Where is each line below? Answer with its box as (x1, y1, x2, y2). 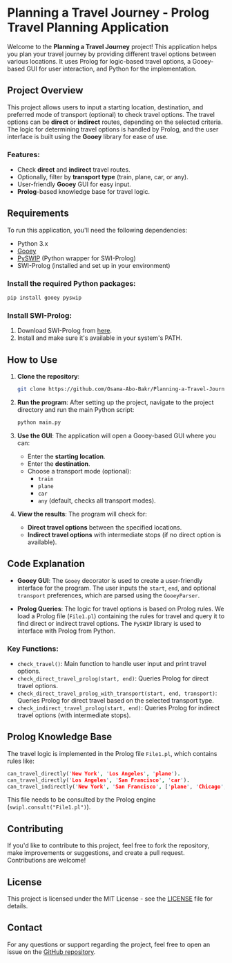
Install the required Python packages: (7, 278, 136, 288)
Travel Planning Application (7, 19, 169, 35)
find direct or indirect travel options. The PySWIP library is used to (17, 619, 202, 627)
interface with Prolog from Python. (17, 627, 116, 635)
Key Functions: (7, 644, 59, 654)
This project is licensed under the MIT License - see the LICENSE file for (7, 894, 213, 903)
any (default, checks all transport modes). (37, 496, 157, 505)
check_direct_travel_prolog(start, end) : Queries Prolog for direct (17, 674, 209, 683)
